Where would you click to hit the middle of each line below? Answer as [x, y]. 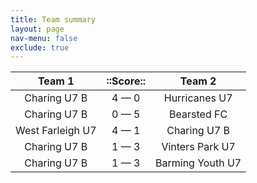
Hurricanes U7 [198, 98]
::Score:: [126, 81]
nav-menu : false [44, 38]
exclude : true [40, 47]
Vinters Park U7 [198, 147]
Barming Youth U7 [198, 163]
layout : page [37, 29]
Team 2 [198, 81]
